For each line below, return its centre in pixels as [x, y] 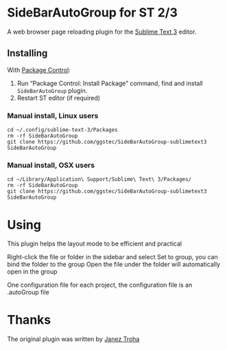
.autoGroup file [28, 292]
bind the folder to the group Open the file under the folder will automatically [114, 264]
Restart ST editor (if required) [59, 98]
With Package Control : [39, 69]
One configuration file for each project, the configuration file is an [100, 285]
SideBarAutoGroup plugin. [52, 90]
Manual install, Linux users [53, 116]
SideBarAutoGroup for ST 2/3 [93, 13]
